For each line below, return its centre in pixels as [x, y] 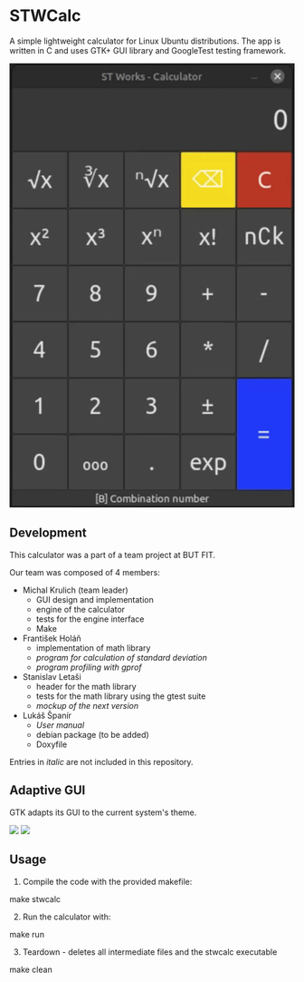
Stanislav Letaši [52, 676]
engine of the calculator [80, 609]
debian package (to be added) [92, 734]
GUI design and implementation [95, 599]
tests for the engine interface [90, 619]
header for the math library [86, 686]
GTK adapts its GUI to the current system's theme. [103, 812]
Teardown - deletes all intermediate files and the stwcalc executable [150, 952]
